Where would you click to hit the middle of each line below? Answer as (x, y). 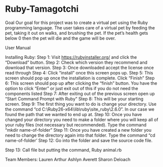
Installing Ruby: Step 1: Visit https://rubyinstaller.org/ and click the (71, 57)
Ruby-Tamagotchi (42, 9)
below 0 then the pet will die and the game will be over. (61, 38)
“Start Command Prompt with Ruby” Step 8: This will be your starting (74, 98)
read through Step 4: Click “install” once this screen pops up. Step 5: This (79, 72)
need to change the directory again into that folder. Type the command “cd (80, 135)
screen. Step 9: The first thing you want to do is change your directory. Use (81, 104)
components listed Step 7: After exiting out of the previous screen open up (80, 94)
